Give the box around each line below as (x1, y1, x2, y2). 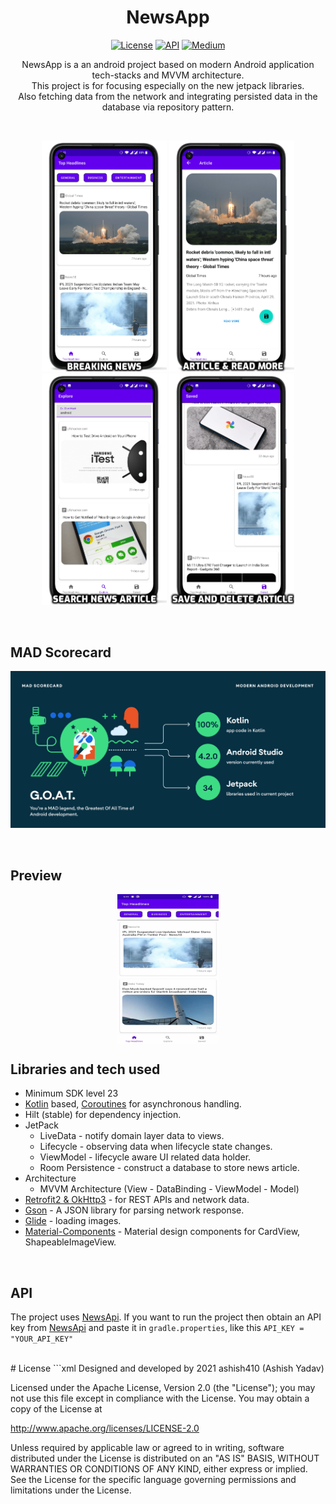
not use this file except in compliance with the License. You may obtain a (10, 1392, 310, 1405)
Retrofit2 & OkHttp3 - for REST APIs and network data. (24, 1194, 250, 1206)
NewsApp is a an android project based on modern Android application (21, 58, 315, 70)
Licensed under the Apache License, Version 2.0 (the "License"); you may (10, 1382, 316, 1394)
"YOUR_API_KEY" (10, 1334, 74, 1345)
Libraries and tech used (10, 1061, 161, 1078)
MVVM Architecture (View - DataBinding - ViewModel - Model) (39, 1183, 300, 1195)
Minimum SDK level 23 (24, 1087, 119, 1100)
